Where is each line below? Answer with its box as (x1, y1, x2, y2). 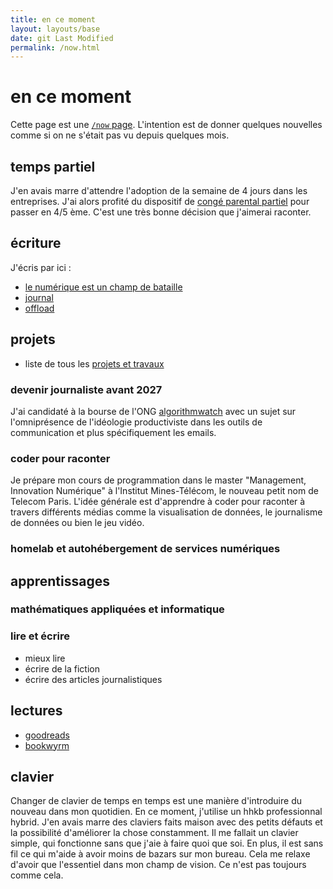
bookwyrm (24, 739, 70, 751)
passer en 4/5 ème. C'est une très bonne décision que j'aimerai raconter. (10, 206, 312, 218)
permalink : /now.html (10, 42, 101, 53)
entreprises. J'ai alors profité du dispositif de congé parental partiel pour (10, 196, 310, 207)
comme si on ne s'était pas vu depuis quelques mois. (10, 129, 230, 141)
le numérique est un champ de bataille (24, 281, 183, 293)
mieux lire (24, 652, 66, 664)
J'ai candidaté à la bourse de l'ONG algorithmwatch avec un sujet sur (10, 405, 297, 417)
